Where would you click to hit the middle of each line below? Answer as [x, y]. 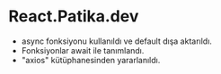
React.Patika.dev [74, 16]
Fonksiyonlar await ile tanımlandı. [83, 50]
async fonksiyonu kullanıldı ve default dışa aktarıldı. [117, 41]
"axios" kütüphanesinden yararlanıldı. [91, 60]
